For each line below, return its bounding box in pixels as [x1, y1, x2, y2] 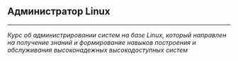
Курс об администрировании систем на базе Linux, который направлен [7, 31, 227, 39]
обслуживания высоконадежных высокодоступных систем [7, 46, 188, 54]
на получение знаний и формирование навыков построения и [7, 38, 196, 46]
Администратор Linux [7, 6, 110, 18]
